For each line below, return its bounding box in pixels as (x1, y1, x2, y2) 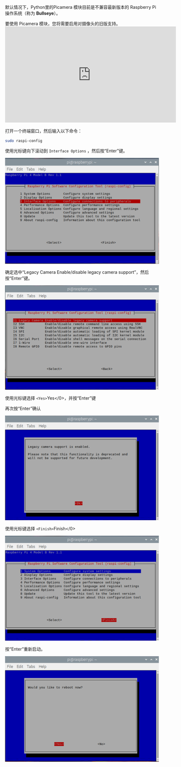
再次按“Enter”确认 (5, 405, 41, 411)
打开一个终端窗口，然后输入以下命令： (5, 128, 82, 134)
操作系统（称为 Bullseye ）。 (5, 10, 60, 16)
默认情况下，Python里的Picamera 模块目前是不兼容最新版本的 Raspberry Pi (5, 4, 156, 10)
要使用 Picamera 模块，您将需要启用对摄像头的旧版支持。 (5, 21, 121, 26)
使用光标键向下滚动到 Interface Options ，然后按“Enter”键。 (5, 148, 128, 154)
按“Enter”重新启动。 (5, 646, 45, 652)
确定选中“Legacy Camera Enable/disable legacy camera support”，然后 (5, 269, 149, 275)
